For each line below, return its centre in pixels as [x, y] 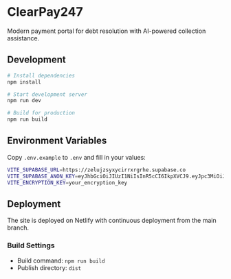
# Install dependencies [41, 75]
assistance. [23, 38]
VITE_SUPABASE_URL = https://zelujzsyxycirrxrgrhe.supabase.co [97, 170]
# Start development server [47, 94]
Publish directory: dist [49, 267]
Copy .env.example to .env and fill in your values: [76, 157]
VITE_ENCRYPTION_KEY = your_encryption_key [67, 182]
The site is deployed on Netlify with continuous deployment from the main [112, 221]
